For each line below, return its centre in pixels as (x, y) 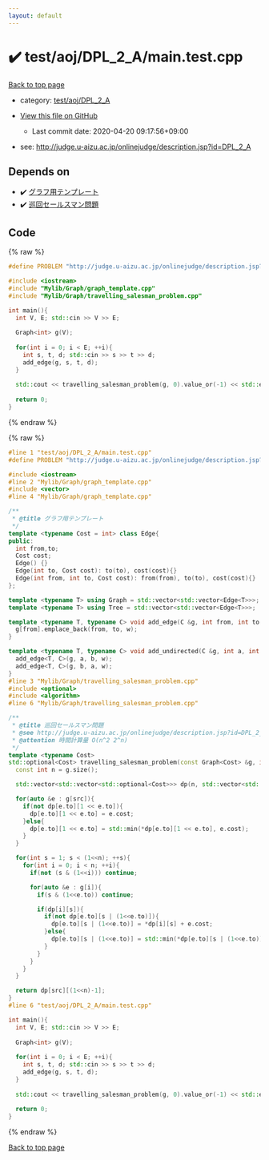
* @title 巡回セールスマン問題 (58, 725)
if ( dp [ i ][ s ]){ (60, 909)
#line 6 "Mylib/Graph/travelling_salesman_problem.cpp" (103, 704)
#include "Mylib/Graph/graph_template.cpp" (82, 288)
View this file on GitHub (59, 115)
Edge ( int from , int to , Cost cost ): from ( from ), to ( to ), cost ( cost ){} (136, 578)
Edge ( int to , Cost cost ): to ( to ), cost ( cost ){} (96, 571)
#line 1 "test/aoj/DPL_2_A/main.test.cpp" (80, 452)
